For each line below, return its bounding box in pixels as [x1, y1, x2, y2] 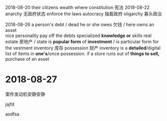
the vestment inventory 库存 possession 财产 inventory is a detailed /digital [5, 45, 161, 51]
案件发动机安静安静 [5, 91, 46, 97]
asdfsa [5, 111, 19, 117]
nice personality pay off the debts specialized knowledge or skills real [5, 32, 152, 38]
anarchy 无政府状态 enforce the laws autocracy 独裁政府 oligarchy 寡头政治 [5, 11, 162, 17]
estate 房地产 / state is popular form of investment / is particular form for [5, 38, 159, 45]
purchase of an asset [5, 56, 50, 62]
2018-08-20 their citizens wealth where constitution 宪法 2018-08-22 [5, 5, 150, 10]
